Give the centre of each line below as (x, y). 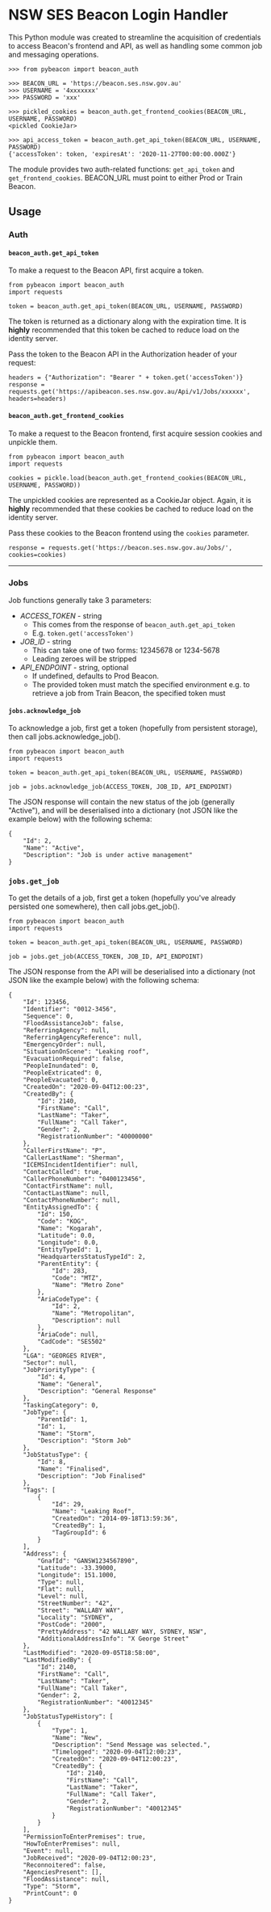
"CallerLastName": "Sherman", (74, 1158)
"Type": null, (61, 1582)
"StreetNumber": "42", (75, 1604)
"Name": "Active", (54, 848)
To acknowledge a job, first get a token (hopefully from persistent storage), (133, 728)
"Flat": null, (61, 1589)
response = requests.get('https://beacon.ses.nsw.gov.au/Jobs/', (120, 547)
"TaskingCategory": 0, (61, 1406)
